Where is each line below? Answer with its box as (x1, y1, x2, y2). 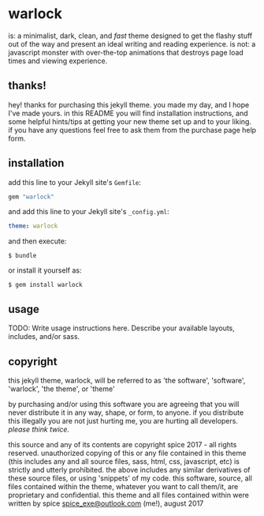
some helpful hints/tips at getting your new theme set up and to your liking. (8, 116, 252, 126)
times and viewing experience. (8, 56, 108, 66)
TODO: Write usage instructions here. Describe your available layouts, (8, 323, 235, 333)
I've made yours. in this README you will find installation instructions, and (8, 108, 248, 118)
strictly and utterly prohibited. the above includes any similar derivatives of (8, 465, 251, 474)
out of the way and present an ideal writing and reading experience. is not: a (8, 39, 256, 48)
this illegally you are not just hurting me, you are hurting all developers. (8, 416, 239, 425)
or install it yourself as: (8, 266, 82, 275)
